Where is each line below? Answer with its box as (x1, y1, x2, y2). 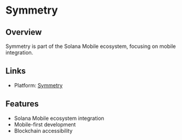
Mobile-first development (14, 121, 76, 128)
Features (5, 99, 39, 109)
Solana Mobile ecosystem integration (14, 115, 104, 122)
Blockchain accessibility (14, 127, 73, 134)
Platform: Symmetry (14, 82, 63, 89)
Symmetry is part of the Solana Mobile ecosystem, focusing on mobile (5, 43, 176, 50)
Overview (5, 27, 42, 37)
